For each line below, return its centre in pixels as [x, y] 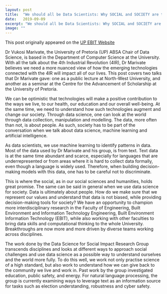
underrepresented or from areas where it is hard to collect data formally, [79, 161]
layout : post [19, 10]
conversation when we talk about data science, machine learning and [76, 130]
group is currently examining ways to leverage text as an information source [83, 281]
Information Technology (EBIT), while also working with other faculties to [80, 218]
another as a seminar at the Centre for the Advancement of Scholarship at [81, 84]
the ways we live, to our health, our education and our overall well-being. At [83, 104]
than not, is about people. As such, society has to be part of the [70, 125]
